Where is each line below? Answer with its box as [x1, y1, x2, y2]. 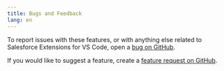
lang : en [7, 17, 33, 23]
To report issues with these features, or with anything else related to [7, 35, 203, 43]
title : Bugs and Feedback [7, 10, 82, 17]
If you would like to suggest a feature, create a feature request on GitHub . [7, 56, 218, 64]
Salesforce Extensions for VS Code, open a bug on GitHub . [7, 43, 175, 51]
